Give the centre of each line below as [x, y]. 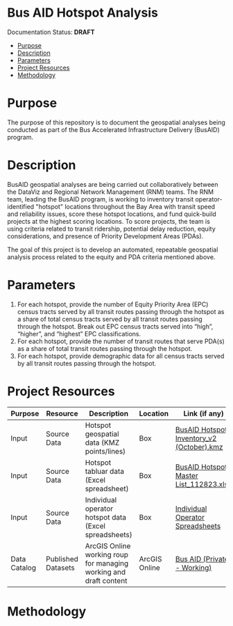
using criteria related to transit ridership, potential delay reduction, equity [112, 229]
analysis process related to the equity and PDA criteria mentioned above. [111, 257]
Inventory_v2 [196, 438]
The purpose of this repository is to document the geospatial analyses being [116, 122]
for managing [107, 563]
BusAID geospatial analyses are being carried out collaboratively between [113, 184]
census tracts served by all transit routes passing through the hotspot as [121, 311]
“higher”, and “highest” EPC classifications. [79, 333]
